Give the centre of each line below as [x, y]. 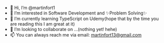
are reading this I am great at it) [42, 24]
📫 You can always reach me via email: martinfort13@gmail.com [76, 35]
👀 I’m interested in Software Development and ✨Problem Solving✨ [78, 13]
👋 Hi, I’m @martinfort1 [32, 8]
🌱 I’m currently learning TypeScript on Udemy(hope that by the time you [84, 18]
